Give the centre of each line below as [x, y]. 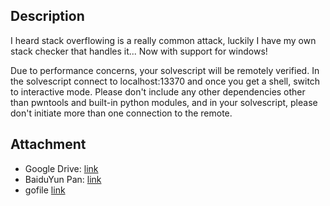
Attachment [48, 144]
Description [47, 16]
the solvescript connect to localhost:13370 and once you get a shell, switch [165, 81]
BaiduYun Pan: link [63, 179]
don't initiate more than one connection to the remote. [121, 113]
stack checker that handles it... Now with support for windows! [139, 51]
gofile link [45, 190]
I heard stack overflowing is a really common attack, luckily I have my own [163, 40]
